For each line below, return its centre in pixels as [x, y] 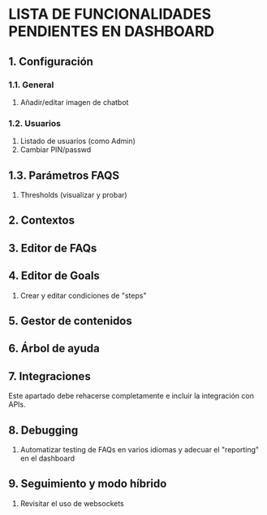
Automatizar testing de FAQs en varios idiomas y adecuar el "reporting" [140, 449]
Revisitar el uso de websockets [72, 503]
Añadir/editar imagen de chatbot [74, 102]
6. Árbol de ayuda [54, 349]
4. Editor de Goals [54, 276]
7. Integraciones [50, 376]
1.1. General [31, 85]
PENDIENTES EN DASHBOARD [112, 31]
